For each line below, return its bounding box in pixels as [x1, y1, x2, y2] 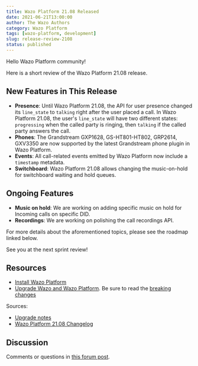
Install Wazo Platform [14, 278, 67, 286]
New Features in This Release [6, 86, 117, 96]
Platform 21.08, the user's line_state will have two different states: [14, 115, 178, 122]
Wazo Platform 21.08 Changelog [14, 320, 93, 328]
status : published [6, 42, 51, 48]
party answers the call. [14, 127, 71, 134]
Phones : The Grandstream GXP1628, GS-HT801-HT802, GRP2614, [14, 134, 177, 141]
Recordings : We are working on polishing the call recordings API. [14, 216, 174, 224]
